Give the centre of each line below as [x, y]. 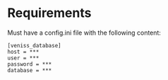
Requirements [49, 13]
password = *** [30, 64]
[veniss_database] [34, 45]
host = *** [23, 52]
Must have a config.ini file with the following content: [84, 33]
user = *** [23, 58]
